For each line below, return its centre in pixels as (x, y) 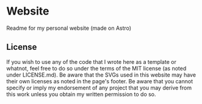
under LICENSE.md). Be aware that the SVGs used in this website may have (101, 75)
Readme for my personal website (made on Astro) (69, 28)
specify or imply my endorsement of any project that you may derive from (99, 88)
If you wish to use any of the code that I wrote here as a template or (92, 61)
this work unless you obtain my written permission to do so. (81, 94)
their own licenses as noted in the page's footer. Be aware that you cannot (100, 81)
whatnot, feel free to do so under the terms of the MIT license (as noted (96, 68)
